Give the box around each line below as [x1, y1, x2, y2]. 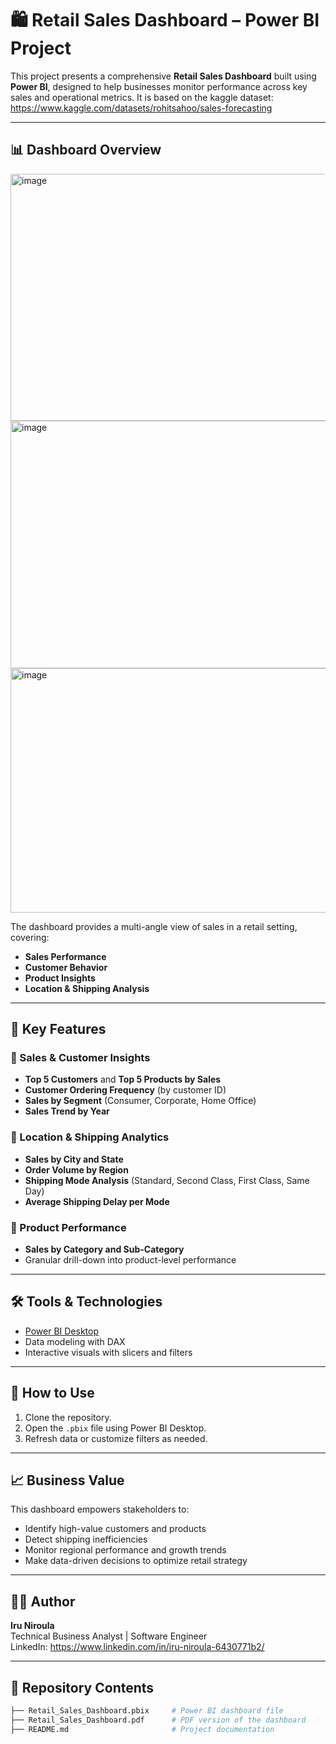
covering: [10, 931, 50, 943]
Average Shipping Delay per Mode [24, 1195, 170, 1207]
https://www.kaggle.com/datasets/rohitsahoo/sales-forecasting [10, 102, 273, 114]
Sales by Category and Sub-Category [24, 1243, 185, 1256]
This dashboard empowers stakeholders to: [10, 1503, 190, 1516]
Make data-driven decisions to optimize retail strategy [24, 1555, 248, 1567]
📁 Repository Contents [10, 1679, 155, 1696]
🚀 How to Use [10, 1385, 95, 1402]
